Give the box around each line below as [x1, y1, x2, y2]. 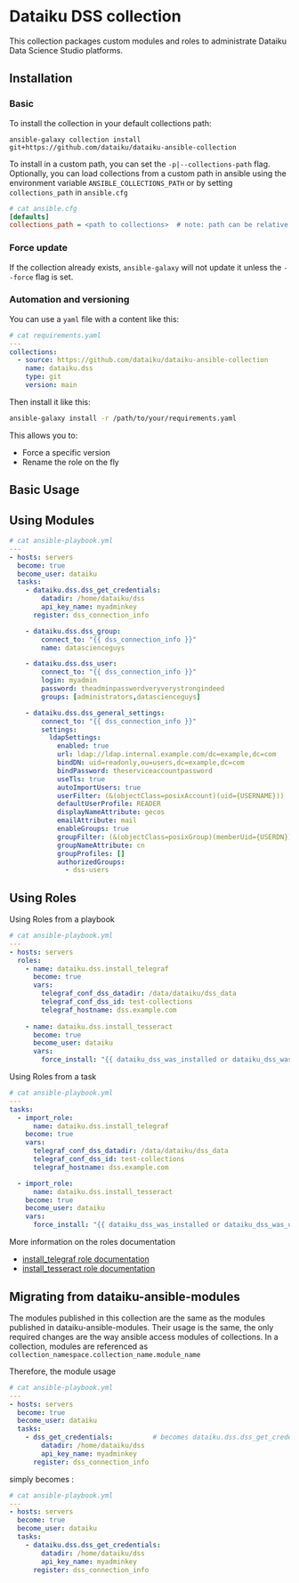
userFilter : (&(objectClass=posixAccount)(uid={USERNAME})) [56, 791, 285, 800]
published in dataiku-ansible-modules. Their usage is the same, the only [9, 1321, 274, 1332]
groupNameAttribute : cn [56, 841, 145, 850]
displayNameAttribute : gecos [56, 808, 166, 817]
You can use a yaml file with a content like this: [9, 313, 180, 324]
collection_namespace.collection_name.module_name [9, 1350, 201, 1359]
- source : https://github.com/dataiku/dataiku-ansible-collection [17, 356, 269, 365]
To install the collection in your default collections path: [9, 117, 212, 128]
